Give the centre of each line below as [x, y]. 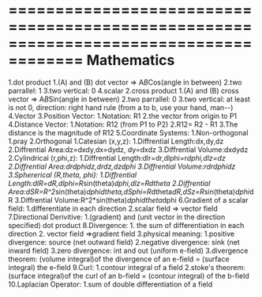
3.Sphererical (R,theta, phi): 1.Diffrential [72, 174]
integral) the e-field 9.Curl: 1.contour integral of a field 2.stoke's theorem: [127, 267]
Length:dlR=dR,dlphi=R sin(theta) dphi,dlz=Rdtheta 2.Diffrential [109, 183]
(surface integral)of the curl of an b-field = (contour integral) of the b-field [129, 276]
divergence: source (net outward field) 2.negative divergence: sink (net [124, 242]
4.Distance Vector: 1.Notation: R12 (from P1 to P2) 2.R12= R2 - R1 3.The [123, 124]
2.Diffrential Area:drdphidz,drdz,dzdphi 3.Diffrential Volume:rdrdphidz [122, 166]
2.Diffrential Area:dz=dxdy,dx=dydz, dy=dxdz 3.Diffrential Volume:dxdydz [128, 149]
